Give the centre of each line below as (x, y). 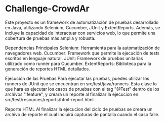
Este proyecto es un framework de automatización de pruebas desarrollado (82, 22)
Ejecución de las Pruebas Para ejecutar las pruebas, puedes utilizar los (77, 78)
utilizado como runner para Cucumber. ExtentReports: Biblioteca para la (78, 63)
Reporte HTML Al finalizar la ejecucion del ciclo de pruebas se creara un (79, 109)
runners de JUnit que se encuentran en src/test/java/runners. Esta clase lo (81, 84)
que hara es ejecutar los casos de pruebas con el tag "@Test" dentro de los (82, 89)
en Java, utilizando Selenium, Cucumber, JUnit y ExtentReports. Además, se (83, 27)
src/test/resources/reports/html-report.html (49, 99)
